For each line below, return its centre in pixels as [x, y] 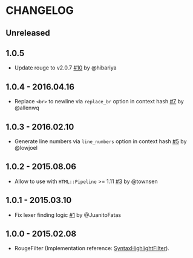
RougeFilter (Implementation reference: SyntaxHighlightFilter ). [92, 248]
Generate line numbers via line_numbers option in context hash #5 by [100, 141]
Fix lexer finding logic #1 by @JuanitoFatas [68, 214]
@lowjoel [26, 148]
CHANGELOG [40, 11]
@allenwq [27, 108]
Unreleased [28, 33]
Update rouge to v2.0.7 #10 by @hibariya [65, 68]
